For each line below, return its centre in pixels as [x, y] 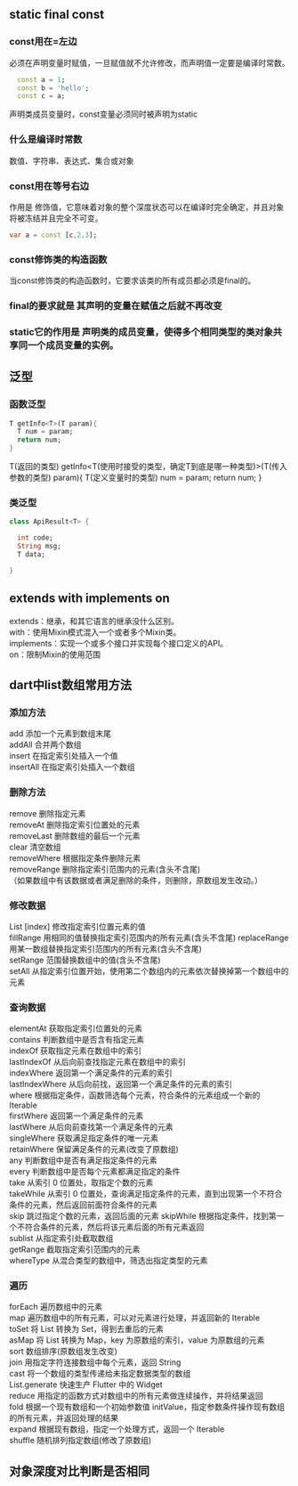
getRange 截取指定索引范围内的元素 [75, 1249]
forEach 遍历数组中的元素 [56, 1307]
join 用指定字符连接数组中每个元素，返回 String [95, 1362]
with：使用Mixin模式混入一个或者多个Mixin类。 [95, 632]
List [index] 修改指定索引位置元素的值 [78, 926]
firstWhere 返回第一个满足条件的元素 [77, 1116]
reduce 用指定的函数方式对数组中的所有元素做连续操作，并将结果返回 [137, 1396]
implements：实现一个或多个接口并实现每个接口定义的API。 [119, 643]
